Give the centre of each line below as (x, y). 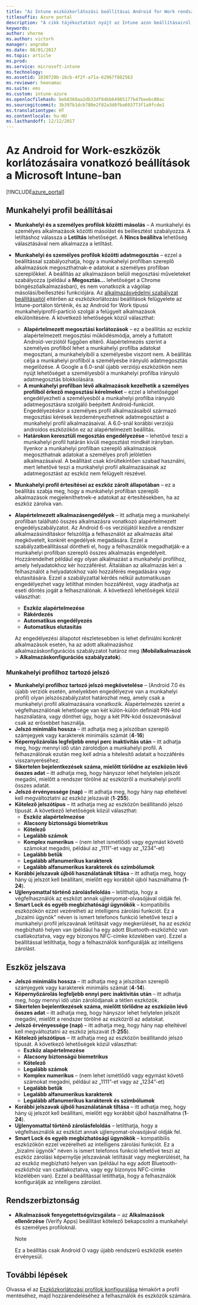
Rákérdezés (38, 614)
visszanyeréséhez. (37, 761)
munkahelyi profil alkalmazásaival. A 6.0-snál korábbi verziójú (98, 423)
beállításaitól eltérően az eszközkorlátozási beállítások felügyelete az (98, 299)
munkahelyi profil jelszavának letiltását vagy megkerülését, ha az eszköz (103, 924)
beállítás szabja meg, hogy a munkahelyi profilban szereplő (87, 491)
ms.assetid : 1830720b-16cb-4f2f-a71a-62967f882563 (70, 77)
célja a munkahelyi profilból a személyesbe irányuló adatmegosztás (105, 360)
